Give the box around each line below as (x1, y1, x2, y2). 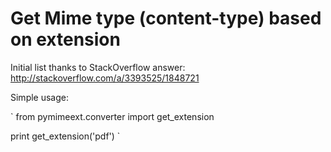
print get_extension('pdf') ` (10, 130, 121, 142)
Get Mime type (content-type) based (10, 7, 322, 30)
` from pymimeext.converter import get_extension (10, 110, 215, 122)
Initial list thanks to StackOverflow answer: (10, 61, 186, 73)
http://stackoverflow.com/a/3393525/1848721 (10, 72, 200, 84)
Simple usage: (10, 91, 70, 103)
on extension (10, 28, 121, 51)
